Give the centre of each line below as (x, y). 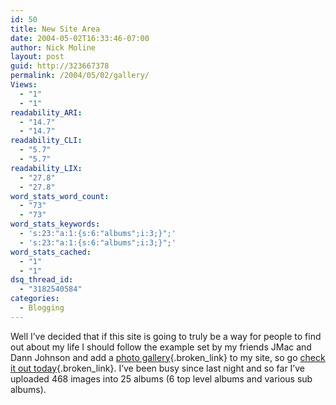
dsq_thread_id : (42, 280)
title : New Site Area (55, 29)
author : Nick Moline (53, 47)
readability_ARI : (46, 112)
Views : (24, 85)
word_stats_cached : (51, 252)
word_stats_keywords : (55, 224)
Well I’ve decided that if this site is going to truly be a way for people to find (166, 336)
